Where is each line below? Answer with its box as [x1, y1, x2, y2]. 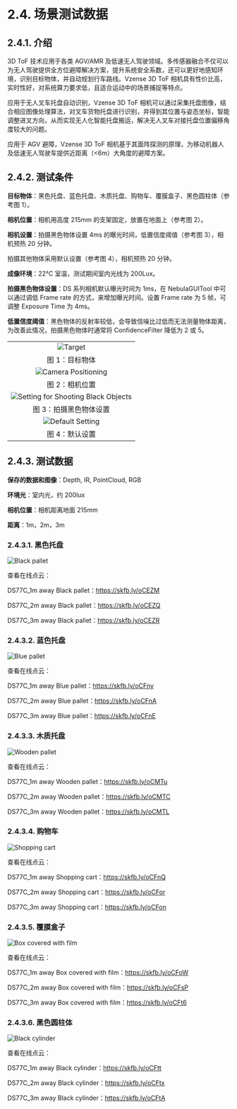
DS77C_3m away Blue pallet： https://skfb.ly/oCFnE [7, 712, 157, 720]
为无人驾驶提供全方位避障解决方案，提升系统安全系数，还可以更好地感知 [7, 66, 217, 74]
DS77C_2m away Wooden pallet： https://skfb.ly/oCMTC [7, 792, 171, 801]
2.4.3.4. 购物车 [7, 826, 59, 836]
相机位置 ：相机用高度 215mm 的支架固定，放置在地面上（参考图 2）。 [7, 215, 207, 223]
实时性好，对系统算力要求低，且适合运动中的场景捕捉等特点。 [7, 83, 187, 92]
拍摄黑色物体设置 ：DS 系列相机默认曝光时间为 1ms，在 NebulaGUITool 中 [7, 284, 220, 293]
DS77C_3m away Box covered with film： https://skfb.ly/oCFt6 [7, 998, 187, 1007]
